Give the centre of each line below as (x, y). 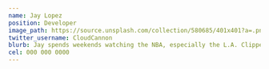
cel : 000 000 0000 (39, 52)
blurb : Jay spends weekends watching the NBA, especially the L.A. (123, 45)
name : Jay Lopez (35, 15)
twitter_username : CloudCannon (60, 38)
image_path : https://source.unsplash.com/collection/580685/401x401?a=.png (137, 30)
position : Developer (43, 23)
